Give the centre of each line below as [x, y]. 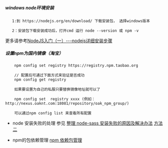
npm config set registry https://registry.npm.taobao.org [76, 65]
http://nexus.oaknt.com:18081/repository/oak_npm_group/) [67, 103]
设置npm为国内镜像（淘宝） [34, 53]
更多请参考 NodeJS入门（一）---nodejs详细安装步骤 [59, 41]
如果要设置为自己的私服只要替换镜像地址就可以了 [57, 89]
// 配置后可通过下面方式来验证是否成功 [50, 75]
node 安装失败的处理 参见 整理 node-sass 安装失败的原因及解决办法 [82, 123]
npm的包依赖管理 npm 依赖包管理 [47, 140]
